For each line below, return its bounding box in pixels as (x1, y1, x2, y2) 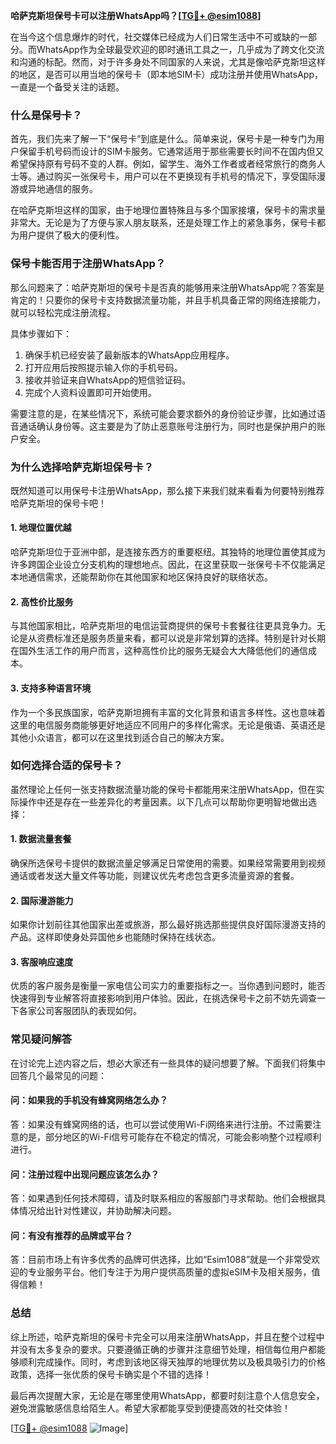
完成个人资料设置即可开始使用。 (24, 386, 157, 398)
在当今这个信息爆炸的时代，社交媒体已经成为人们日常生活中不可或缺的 (10, 31, 300, 43)
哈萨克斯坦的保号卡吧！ (10, 497, 107, 509)
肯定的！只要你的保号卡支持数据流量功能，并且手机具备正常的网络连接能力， (10, 294, 326, 306)
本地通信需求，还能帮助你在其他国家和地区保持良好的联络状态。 (10, 571, 273, 583)
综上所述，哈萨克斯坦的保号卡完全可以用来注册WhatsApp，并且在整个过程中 (10, 1330, 325, 1343)
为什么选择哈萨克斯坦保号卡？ (10, 460, 155, 474)
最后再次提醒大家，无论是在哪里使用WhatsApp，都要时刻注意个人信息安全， (10, 1389, 325, 1401)
